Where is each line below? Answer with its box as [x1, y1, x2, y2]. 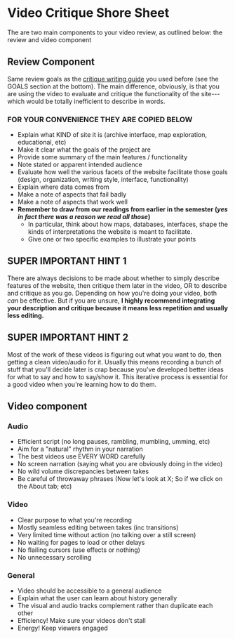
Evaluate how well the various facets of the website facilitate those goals [17, 168, 228, 176]
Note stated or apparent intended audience [17, 160, 142, 169]
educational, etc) [17, 138, 67, 147]
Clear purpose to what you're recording [17, 515, 132, 524]
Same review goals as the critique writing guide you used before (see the [7, 74, 219, 83]
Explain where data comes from [17, 183, 110, 191]
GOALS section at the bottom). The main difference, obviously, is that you [7, 82, 220, 91]
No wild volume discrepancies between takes [17, 467, 149, 475]
